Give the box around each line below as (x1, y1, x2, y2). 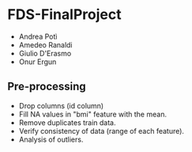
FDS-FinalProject (7, 6, 122, 24)
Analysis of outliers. (18, 135, 84, 144)
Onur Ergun (18, 57, 57, 66)
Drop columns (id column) (18, 101, 104, 110)
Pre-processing (7, 80, 86, 93)
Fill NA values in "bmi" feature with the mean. (18, 109, 168, 119)
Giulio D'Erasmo (18, 48, 72, 58)
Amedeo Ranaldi (18, 40, 73, 49)
